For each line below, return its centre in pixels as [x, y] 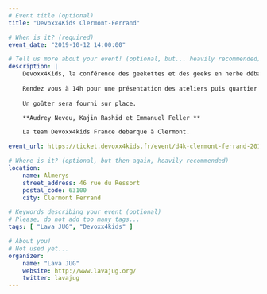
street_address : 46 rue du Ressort [81, 183]
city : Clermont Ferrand [62, 198]
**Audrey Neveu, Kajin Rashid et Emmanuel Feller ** [112, 118]
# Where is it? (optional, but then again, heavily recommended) [118, 161]
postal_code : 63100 [55, 190]
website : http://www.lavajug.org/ [79, 271]
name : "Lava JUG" [51, 263]
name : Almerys [46, 176]
